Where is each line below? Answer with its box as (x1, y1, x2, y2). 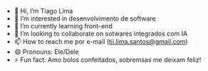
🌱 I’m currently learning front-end (14, 22, 113, 30)
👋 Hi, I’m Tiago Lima (14, 7, 73, 15)
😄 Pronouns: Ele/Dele (14, 48, 80, 56)
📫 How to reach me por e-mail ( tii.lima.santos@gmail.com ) (14, 38, 188, 45)
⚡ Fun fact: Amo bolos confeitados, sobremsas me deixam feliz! (14, 55, 202, 64)
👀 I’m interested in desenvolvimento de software (14, 14, 156, 23)
